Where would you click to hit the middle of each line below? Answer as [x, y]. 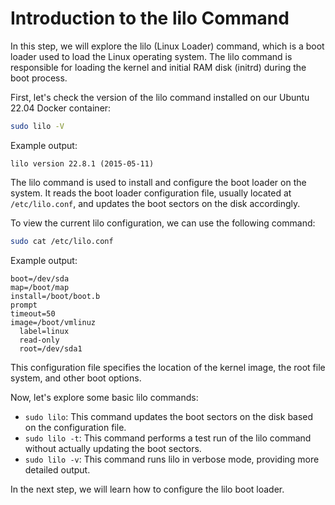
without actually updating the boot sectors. [113, 448]
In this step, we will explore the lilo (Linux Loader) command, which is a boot [167, 46]
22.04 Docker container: [61, 108]
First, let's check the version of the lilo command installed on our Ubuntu [160, 97]
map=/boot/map [40, 287]
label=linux [44, 331]
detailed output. [57, 469]
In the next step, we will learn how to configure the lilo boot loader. [147, 489]
